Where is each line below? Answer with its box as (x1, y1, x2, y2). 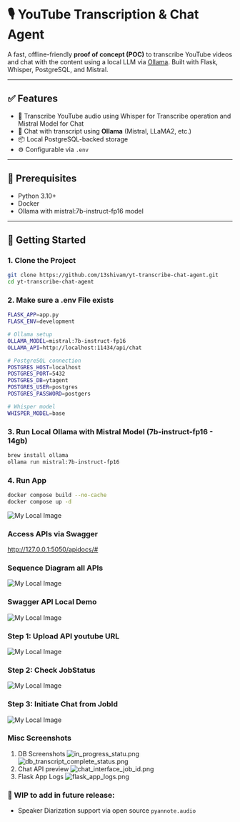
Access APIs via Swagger (7, 528, 99, 538)
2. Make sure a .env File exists (7, 295, 114, 305)
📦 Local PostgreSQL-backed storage (17, 134, 129, 144)
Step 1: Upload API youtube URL (7, 631, 120, 641)
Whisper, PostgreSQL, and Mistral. (7, 65, 109, 74)
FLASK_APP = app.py (7, 311, 59, 319)
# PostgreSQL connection (7, 357, 81, 364)
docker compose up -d (7, 498, 72, 505)
